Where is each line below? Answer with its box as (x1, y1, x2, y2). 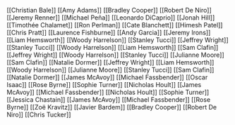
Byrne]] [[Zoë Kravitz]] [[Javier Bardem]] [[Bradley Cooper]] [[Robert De (6, 103, 217, 111)
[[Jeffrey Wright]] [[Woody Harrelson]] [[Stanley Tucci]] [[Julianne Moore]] (6, 51, 225, 59)
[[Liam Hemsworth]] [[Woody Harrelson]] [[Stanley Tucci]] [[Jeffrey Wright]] (6, 36, 229, 44)
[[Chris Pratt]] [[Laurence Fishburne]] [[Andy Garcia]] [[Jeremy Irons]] (6, 28, 211, 37)
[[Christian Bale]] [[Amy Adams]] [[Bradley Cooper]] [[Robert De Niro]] (6, 6, 212, 14)
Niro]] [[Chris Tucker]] (6, 110, 71, 119)
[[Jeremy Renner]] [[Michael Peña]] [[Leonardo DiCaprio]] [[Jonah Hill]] (6, 13, 215, 22)
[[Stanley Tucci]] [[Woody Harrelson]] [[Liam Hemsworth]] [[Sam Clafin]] (6, 44, 219, 51)
